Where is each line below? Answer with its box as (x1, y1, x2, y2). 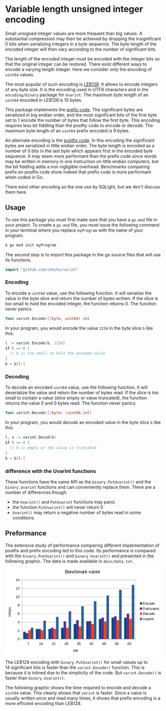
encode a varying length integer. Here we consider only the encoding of (5, 66, 152, 72)
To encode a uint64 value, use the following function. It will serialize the (5, 290, 152, 296)
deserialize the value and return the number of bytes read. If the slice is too (5, 390, 159, 396)
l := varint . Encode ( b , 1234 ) (5, 341, 65, 346)
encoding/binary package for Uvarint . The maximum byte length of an (5, 92, 149, 98)
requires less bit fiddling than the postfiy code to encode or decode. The (5, 122, 154, 128)
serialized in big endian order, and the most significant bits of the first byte (5, 112, 157, 118)
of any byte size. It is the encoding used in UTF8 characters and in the (5, 86, 149, 92)
